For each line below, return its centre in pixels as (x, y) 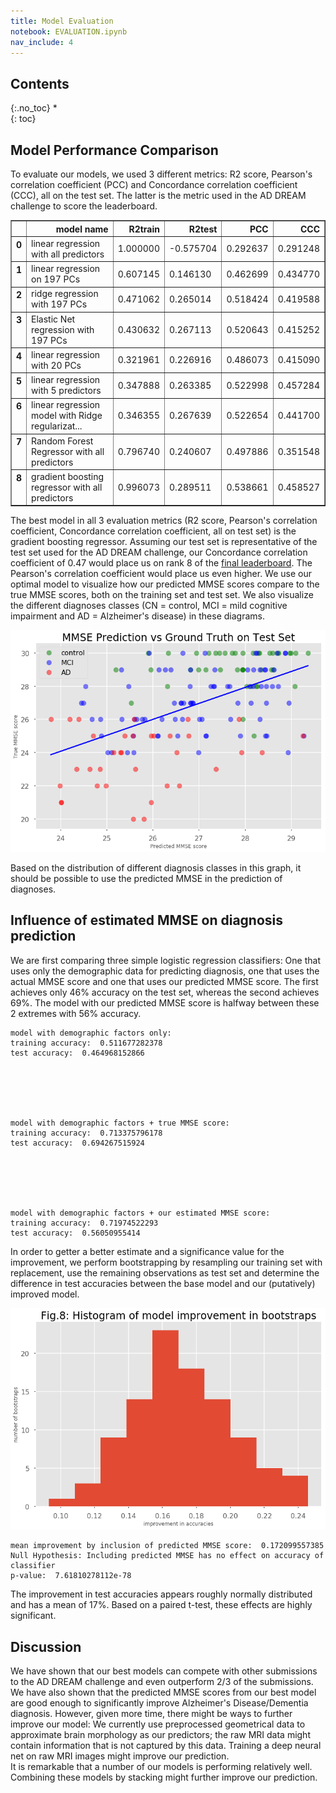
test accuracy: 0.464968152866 (77, 1053)
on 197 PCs (56, 279)
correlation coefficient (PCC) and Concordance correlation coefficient (154, 184)
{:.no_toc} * (34, 108)
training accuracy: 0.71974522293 (84, 1223)
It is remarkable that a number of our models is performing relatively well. (161, 1767)
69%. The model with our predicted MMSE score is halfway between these (165, 1002)
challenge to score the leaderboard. (84, 206)
